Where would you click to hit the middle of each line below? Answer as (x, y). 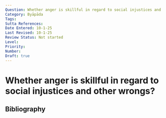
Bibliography (25, 109)
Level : (12, 42)
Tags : (11, 19)
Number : (13, 51)
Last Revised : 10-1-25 (29, 33)
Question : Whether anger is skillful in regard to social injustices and (83, 10)
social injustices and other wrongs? (80, 91)
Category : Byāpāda (24, 14)
